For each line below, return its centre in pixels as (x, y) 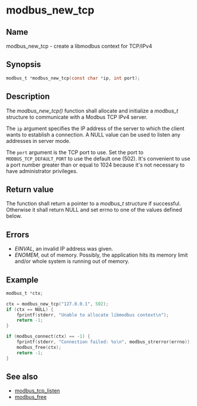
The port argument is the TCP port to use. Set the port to (75, 152)
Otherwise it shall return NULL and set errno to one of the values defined (94, 210)
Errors (18, 234)
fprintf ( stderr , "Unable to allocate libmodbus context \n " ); (93, 315)
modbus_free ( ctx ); (39, 347)
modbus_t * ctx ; (25, 293)
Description (28, 97)
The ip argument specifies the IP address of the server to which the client (95, 128)
